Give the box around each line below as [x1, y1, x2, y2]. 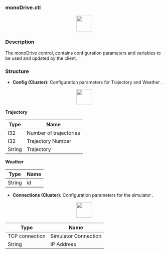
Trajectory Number [27, 137, 72, 144]
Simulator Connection [50, 232, 102, 239]
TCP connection [8, 232, 46, 239]
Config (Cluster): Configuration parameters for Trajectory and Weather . [12, 79, 162, 85]
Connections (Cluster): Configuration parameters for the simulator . [12, 192, 154, 198]
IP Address [50, 240, 76, 247]
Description [5, 38, 35, 45]
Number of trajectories [27, 129, 80, 136]
